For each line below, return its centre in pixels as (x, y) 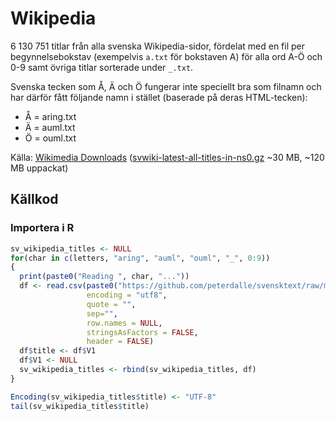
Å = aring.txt (50, 116)
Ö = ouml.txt (50, 138)
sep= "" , (102, 313)
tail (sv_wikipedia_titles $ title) (80, 406)
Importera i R (42, 228)
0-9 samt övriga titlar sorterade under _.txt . (102, 67)
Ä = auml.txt (50, 127)
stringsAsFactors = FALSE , (142, 332)
